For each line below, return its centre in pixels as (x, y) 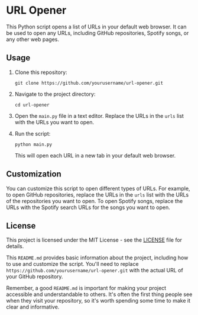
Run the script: (33, 133)
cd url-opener (32, 105)
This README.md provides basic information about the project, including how (97, 258)
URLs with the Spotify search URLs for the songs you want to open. (88, 207)
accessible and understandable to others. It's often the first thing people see (99, 294)
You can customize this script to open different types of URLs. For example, (98, 188)
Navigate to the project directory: (55, 94)
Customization (34, 174)
